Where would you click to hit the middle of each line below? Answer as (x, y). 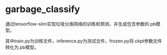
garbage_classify (43, 9)
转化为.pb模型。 (22, 47)
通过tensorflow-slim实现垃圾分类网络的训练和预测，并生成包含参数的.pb (81, 24)
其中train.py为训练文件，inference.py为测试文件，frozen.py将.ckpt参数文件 (84, 41)
